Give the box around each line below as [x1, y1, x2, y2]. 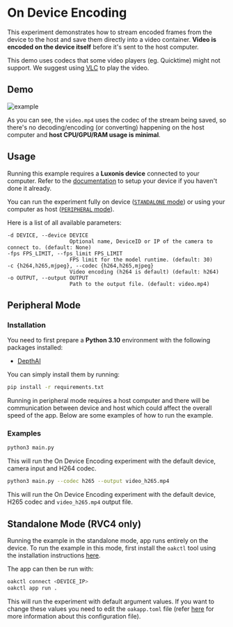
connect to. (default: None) [7, 244, 92, 251]
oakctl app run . [7, 585, 58, 592]
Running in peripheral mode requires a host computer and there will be [7, 397, 210, 405]
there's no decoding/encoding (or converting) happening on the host [7, 123, 204, 132]
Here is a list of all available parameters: [7, 218, 122, 227]
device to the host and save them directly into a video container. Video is [7, 35, 217, 43]
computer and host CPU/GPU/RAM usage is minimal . [7, 130, 161, 138]
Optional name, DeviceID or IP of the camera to [69, 238, 214, 245]
